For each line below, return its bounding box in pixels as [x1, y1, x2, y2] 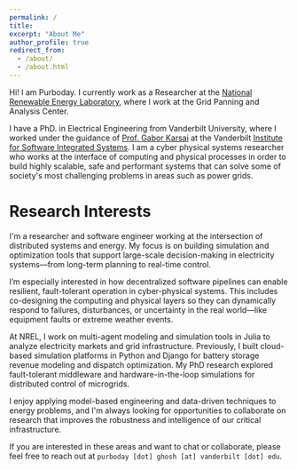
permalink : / [9, 12, 58, 22]
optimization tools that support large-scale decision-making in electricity [9, 250, 275, 260]
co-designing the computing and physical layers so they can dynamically [9, 295, 277, 306]
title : [9, 21, 34, 30]
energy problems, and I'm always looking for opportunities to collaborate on [9, 405, 286, 416]
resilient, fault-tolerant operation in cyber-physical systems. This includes [9, 285, 278, 296]
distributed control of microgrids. [9, 378, 130, 389]
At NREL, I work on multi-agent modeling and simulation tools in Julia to [9, 331, 270, 342]
